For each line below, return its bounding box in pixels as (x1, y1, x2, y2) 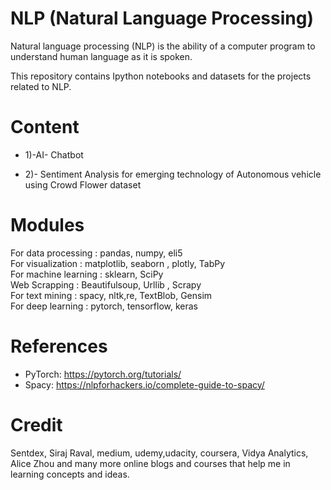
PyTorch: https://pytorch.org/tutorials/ (24, 368, 182, 380)
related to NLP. (10, 80, 72, 92)
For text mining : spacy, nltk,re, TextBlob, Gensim (10, 289, 213, 301)
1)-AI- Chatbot (24, 148, 84, 161)
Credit (10, 413, 63, 436)
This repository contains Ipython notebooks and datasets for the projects (10, 70, 312, 82)
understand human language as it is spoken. (10, 50, 193, 62)
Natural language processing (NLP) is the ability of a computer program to (10, 40, 316, 52)
